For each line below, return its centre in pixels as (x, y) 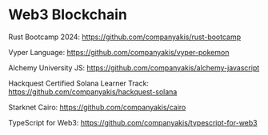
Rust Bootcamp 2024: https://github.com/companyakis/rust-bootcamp (125, 37)
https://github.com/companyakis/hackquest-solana (93, 91)
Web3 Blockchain (68, 15)
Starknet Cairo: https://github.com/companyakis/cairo (97, 107)
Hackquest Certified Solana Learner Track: (79, 83)
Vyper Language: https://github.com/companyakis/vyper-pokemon (119, 52)
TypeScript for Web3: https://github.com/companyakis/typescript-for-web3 (133, 122)
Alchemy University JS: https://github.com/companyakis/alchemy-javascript (134, 67)
